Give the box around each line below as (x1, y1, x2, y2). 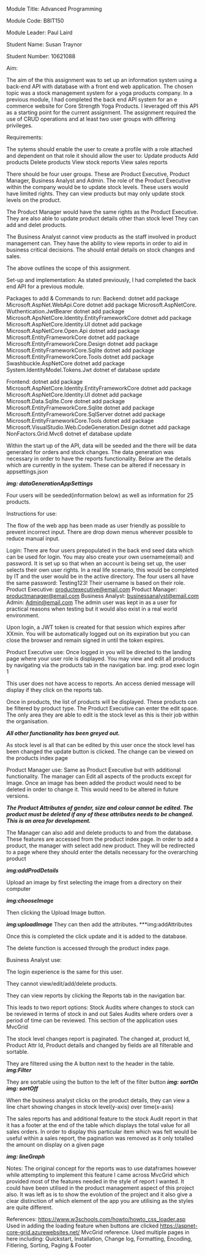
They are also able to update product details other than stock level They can (6, 215, 199, 222)
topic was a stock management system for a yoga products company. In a (6, 89, 193, 97)
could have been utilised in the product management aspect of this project (6, 1184, 195, 1191)
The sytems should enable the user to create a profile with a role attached (6, 146, 193, 152)
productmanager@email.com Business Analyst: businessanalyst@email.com (6, 592, 199, 599)
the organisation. (6, 718, 49, 724)
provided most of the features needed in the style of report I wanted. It (6, 1178, 185, 1185)
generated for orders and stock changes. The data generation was (6, 449, 174, 455)
